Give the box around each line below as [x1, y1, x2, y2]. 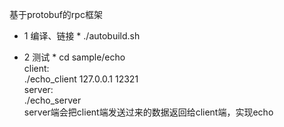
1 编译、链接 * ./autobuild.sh [23, 30, 141, 42]
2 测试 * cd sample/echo [23, 51, 126, 63]
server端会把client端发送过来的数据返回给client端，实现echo [23, 106, 274, 118]
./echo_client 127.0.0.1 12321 [23, 73, 139, 85]
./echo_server [23, 94, 82, 106]
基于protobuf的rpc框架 [9, 9, 103, 20]
